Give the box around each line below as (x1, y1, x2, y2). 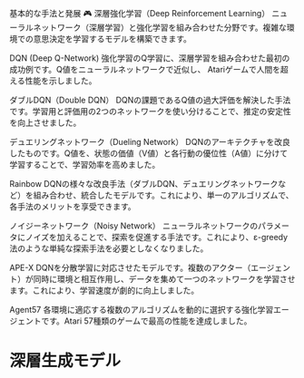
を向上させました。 (9, 117, 82, 128)
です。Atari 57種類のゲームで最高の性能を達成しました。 (40, 315, 252, 326)
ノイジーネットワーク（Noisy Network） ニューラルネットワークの (9, 220, 259, 231)
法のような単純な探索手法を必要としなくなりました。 (9, 243, 209, 254)
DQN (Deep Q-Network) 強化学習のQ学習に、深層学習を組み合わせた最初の (9, 53, 290, 63)
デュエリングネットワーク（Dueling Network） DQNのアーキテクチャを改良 (9, 137, 290, 147)
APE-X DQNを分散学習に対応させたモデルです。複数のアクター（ (9, 262, 251, 273)
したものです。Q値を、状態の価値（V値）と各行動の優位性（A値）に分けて (9, 148, 289, 159)
